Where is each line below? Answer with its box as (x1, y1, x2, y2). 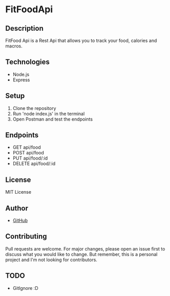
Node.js (12, 71, 30, 77)
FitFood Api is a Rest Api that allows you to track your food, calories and (5, 37, 157, 43)
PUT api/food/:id (12, 155, 48, 162)
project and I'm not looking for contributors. (5, 257, 97, 263)
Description (5, 24, 44, 33)
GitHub (12, 217, 28, 223)
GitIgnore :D (12, 285, 38, 291)
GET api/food (12, 144, 41, 150)
